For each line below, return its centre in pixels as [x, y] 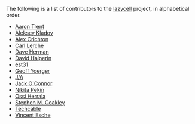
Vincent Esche [33, 115]
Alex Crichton [32, 39]
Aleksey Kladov [34, 33]
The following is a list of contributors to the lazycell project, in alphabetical [98, 9]
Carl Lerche [29, 45]
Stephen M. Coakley [40, 103]
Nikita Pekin [30, 90]
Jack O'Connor [33, 83]
